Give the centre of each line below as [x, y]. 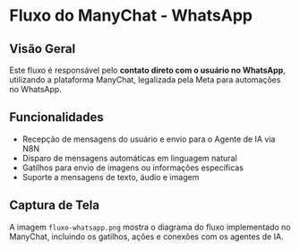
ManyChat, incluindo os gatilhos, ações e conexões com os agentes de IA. [146, 236]
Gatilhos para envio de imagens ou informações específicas [133, 168]
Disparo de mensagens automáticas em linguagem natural [129, 158]
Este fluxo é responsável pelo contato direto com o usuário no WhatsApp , [148, 70]
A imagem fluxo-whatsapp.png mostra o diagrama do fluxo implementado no [150, 227]
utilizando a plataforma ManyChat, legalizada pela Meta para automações [145, 80]
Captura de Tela [55, 206]
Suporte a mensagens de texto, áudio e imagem [111, 177]
